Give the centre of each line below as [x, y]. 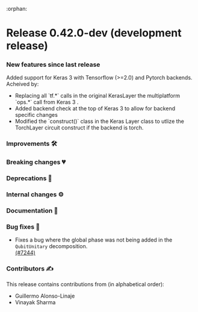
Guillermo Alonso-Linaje [45, 296]
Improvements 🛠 [32, 144]
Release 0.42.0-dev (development [94, 33]
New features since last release [53, 64]
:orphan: [17, 9]
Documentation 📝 [32, 211]
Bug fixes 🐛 [23, 227]
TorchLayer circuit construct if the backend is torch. [79, 128]
